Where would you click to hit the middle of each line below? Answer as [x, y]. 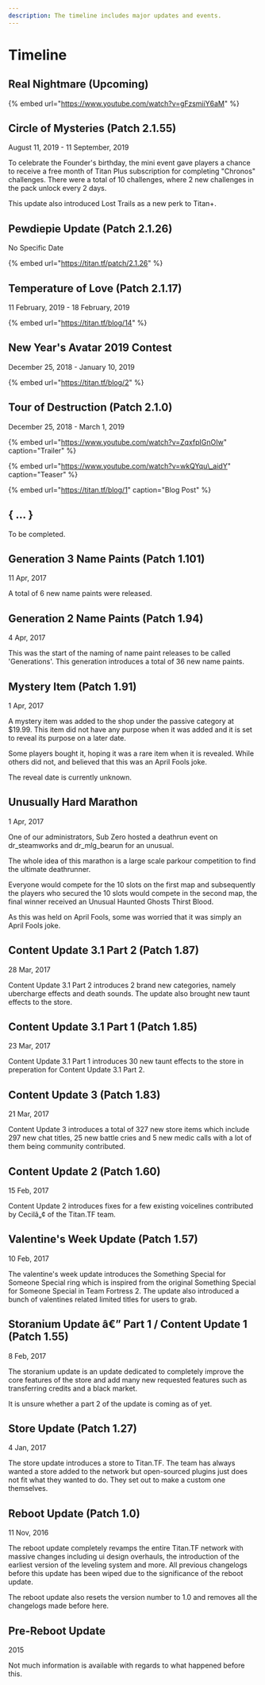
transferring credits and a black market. [73, 1388]
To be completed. [37, 534]
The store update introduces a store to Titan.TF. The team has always [122, 1463]
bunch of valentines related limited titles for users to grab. [103, 1299]
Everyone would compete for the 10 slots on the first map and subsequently [132, 885]
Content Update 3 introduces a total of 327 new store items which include [129, 1130]
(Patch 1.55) [38, 1337]
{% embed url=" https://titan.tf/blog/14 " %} [78, 323]
